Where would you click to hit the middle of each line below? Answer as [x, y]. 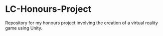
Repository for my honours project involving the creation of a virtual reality [81, 23]
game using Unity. [24, 28]
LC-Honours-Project [48, 9]
